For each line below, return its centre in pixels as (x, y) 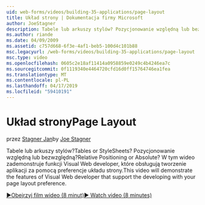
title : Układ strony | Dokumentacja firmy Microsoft (75, 18)
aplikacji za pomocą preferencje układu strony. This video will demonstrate (99, 170)
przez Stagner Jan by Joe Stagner (49, 139)
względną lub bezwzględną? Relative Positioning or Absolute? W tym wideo (101, 157)
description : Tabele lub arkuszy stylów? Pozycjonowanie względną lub (98, 29)
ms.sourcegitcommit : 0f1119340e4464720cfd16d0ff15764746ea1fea (88, 69)
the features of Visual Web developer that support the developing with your (101, 177)
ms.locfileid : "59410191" (39, 92)
